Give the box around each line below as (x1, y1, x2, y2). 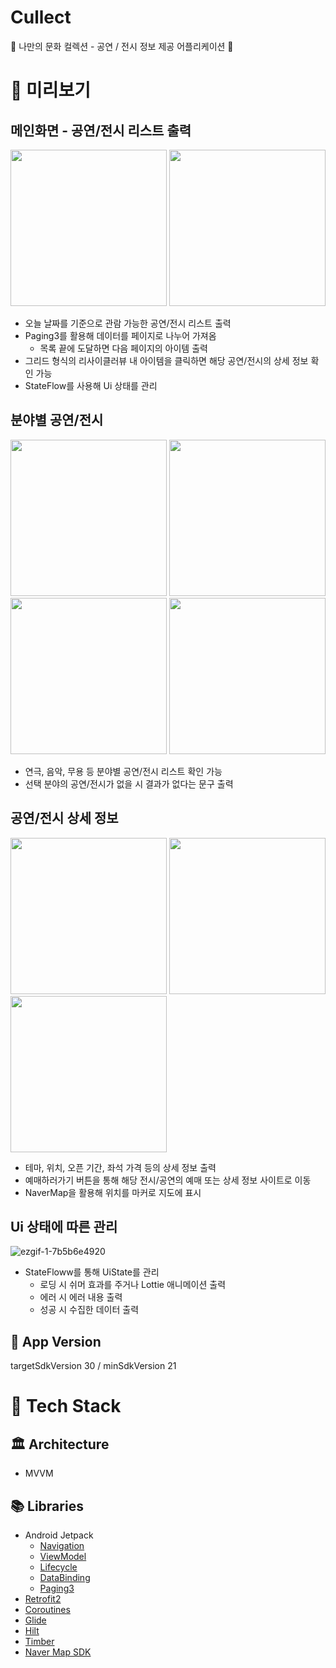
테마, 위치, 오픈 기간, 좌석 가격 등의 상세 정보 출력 (24, 1161, 217, 1173)
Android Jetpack (24, 1529, 94, 1541)
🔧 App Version (10, 1333, 102, 1350)
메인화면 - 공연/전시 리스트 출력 (10, 122, 192, 139)
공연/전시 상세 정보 (10, 810, 119, 827)
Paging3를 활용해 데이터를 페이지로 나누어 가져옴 (24, 329, 217, 341)
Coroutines (24, 1604, 71, 1615)
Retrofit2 (24, 1593, 62, 1605)
